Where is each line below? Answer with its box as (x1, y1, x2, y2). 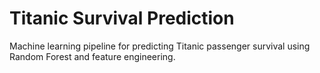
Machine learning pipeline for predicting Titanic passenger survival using (9, 40, 311, 52)
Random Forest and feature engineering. (9, 50, 176, 62)
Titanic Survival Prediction (9, 7, 235, 30)
